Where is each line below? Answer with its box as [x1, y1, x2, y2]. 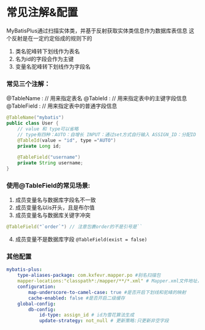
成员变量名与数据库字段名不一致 [15, 196, 96, 204]
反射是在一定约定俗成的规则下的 [11, 34, 92, 42]
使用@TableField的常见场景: [6, 181, 91, 189]
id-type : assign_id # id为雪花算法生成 [39, 312, 135, 318]
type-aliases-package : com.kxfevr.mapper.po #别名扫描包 [17, 273, 161, 279]
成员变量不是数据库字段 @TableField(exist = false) [15, 236, 147, 243]
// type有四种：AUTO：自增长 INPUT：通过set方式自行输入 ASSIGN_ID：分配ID [17, 131, 196, 137]
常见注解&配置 [6, 5, 78, 20]
